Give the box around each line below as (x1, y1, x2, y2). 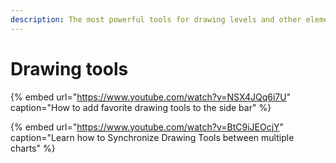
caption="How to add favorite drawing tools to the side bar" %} (10, 101, 272, 113)
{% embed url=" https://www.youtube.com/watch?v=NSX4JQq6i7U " (10, 91, 292, 103)
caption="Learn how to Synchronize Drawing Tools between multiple (10, 131, 295, 143)
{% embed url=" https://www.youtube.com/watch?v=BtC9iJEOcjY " (10, 121, 285, 133)
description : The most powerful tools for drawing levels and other (10, 14, 302, 25)
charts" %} (10, 142, 56, 154)
